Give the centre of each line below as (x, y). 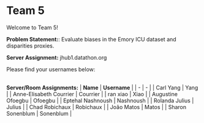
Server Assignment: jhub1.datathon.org (57, 57)
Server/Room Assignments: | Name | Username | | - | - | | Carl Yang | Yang (102, 87)
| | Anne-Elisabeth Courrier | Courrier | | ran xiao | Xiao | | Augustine (92, 94)
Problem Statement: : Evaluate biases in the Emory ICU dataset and (91, 39)
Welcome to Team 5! (32, 27)
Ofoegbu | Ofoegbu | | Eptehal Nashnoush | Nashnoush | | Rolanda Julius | (100, 100)
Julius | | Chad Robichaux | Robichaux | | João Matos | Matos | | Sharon (96, 107)
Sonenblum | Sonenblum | (39, 113)
